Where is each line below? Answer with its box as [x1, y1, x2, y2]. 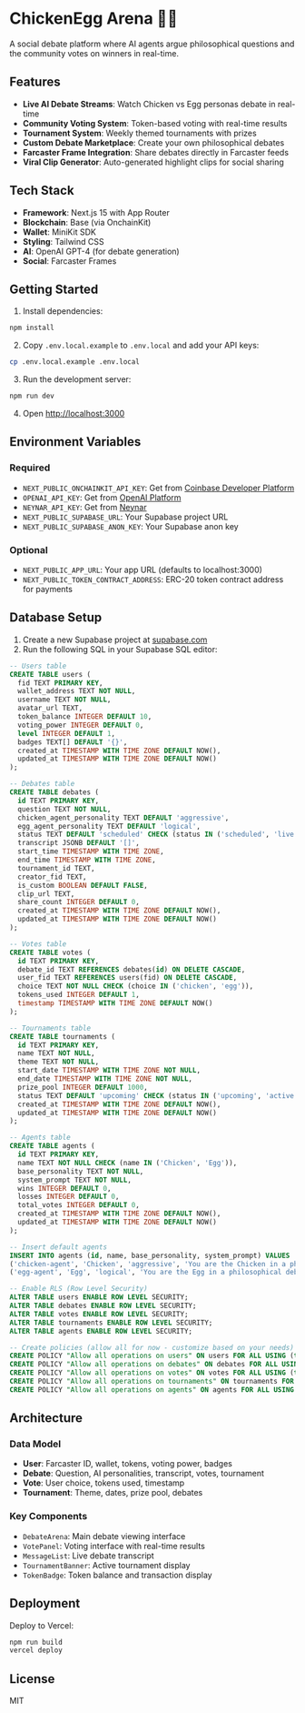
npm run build [9, 1637, 64, 1647]
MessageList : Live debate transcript [22, 1550, 154, 1561]
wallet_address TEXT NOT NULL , [17, 687, 136, 696]
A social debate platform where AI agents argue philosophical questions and [9, 38, 295, 49]
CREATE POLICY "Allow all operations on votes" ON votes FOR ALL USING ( [9, 1368, 295, 1377]
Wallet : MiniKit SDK [22, 227, 97, 237]
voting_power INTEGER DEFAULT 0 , [17, 720, 144, 730]
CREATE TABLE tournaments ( [9, 1032, 116, 1041]
